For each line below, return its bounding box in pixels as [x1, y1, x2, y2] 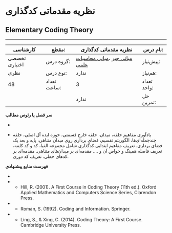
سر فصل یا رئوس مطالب [5, 112, 53, 118]
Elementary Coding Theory [5, 26, 94, 34]
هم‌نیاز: [142, 69, 157, 76]
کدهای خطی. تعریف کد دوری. [12, 153, 69, 159]
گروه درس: [46, 58, 71, 65]
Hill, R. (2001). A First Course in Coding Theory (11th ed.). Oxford [20, 184, 157, 190]
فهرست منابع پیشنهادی [5, 164, 49, 169]
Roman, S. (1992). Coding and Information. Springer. [20, 206, 131, 212]
